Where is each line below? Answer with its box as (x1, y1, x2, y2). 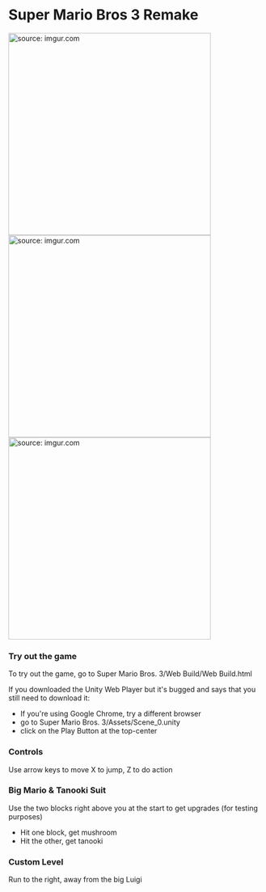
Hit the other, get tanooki (19, 835, 103, 846)
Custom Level (8, 856, 64, 867)
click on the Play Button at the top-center (19, 726, 158, 736)
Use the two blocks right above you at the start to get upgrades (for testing (8, 803, 259, 813)
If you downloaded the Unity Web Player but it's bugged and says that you (8, 685, 256, 695)
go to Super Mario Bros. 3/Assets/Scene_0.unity (19, 717, 180, 727)
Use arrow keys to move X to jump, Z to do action (8, 764, 173, 774)
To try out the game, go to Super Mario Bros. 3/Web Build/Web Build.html (8, 669, 253, 679)
